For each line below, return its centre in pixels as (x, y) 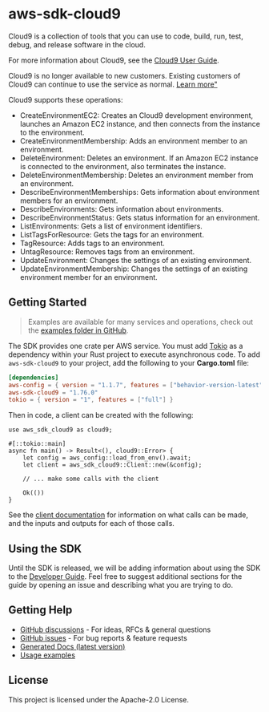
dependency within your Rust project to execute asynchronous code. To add (134, 354)
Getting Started (48, 303)
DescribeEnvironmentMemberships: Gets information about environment (140, 192)
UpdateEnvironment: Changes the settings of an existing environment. (136, 260)
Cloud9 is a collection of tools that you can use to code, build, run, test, (126, 36)
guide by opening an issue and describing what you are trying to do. (121, 585)
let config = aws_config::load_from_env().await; (107, 458)
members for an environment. (69, 200)
